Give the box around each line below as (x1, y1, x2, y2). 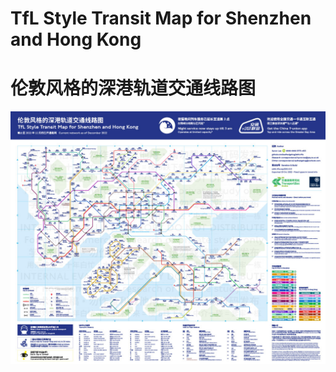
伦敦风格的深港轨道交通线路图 (10, 77, 257, 100)
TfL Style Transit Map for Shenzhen (10, 7, 312, 30)
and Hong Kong (10, 28, 142, 51)
